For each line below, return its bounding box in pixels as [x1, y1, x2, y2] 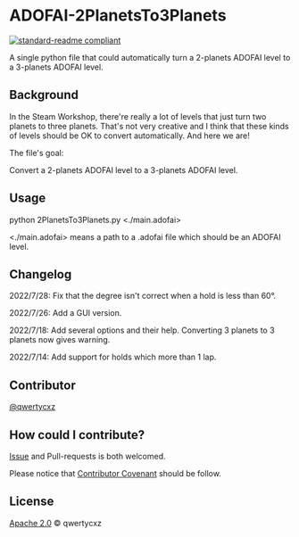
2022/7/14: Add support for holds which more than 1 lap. [9, 351, 217, 362]
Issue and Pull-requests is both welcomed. [9, 451, 167, 461]
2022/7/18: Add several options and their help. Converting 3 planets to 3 [9, 325, 275, 335]
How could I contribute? [9, 427, 145, 442]
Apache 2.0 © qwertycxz [9, 517, 103, 528]
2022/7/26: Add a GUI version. [9, 308, 122, 318]
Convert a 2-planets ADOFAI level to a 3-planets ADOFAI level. [9, 164, 238, 175]
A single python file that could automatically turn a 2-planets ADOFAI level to [9, 52, 291, 62]
